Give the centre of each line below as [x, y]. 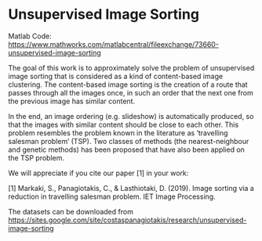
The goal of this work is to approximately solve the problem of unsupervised [131, 67]
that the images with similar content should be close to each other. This [124, 124]
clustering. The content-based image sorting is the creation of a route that [128, 85]
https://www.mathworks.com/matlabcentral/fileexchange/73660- [114, 44]
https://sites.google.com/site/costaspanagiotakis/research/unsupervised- [127, 220]
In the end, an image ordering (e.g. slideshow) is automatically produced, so [131, 116]
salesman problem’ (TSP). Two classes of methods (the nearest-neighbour [129, 141]
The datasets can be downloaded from [71, 211]
